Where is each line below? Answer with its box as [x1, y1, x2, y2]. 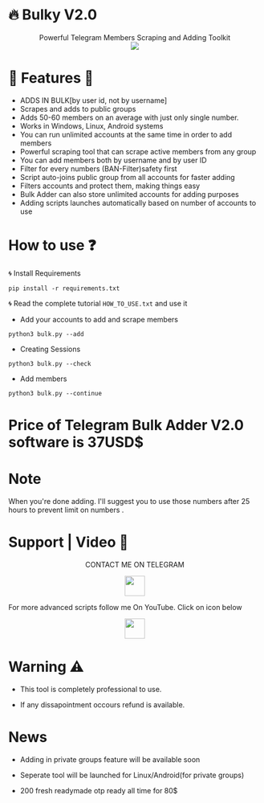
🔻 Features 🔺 [8, 69, 94, 88]
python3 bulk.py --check [8, 359, 91, 367]
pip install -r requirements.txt [8, 284, 120, 293]
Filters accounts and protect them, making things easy [19, 181, 201, 191]
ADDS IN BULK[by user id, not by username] [19, 95, 168, 105]
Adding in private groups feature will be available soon [19, 754, 201, 764]
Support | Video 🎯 [8, 533, 129, 551]
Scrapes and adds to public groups [19, 104, 136, 113]
